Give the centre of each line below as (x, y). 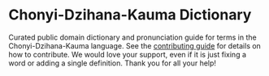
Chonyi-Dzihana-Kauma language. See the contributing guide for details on (135, 45)
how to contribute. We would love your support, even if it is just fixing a (127, 54)
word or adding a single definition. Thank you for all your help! (113, 63)
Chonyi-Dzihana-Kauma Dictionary (130, 15)
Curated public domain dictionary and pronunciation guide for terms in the (133, 37)
